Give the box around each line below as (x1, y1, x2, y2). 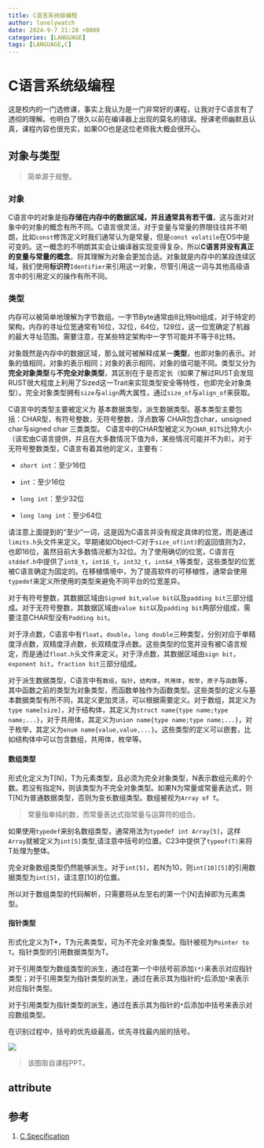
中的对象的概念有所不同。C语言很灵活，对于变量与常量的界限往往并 (14, 222, 234, 232)
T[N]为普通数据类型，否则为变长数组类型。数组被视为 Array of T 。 (8, 793, 224, 802)
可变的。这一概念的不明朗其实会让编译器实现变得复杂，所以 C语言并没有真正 (8, 242, 255, 251)
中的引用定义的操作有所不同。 (14, 272, 112, 281)
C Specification (19, 1131, 70, 1141)
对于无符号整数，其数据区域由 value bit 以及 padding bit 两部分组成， (21, 603, 244, 613)
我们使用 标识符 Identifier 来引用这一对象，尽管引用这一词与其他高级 (21, 262, 244, 271)
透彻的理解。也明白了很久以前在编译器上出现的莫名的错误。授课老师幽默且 (8, 115, 249, 124)
